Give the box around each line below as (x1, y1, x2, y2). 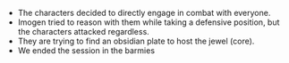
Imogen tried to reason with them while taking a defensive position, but (17, 17, 280, 28)
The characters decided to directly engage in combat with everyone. (17, 8, 271, 18)
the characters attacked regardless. (17, 27, 149, 36)
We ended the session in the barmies (17, 45, 155, 56)
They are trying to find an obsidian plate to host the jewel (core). (17, 35, 255, 46)
